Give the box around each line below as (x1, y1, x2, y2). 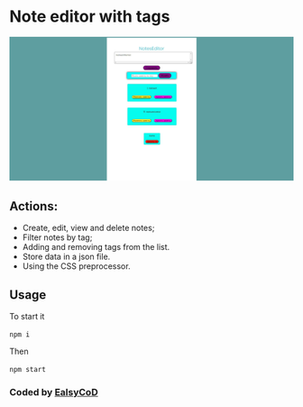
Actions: (9, 199, 59, 214)
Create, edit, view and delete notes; (22, 223, 155, 234)
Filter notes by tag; (22, 232, 93, 243)
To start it (9, 311, 45, 321)
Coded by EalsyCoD (9, 385, 98, 398)
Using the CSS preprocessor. (22, 261, 131, 272)
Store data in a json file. (22, 251, 111, 263)
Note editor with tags (9, 6, 170, 27)
